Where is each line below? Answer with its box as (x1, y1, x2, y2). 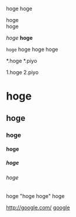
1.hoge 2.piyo (6, 69, 39, 76)
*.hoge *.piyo (6, 58, 37, 64)
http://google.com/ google (6, 204, 70, 211)
